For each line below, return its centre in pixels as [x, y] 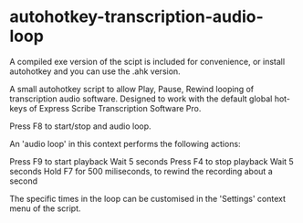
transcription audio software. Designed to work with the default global [141, 99]
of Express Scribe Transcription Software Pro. [115, 108]
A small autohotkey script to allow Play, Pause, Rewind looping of [132, 89]
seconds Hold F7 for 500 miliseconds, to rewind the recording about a [141, 171]
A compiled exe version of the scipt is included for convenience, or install [147, 61]
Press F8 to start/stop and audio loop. [81, 126]
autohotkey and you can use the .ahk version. [95, 71]
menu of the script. [45, 208]
